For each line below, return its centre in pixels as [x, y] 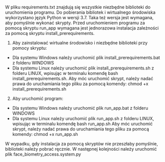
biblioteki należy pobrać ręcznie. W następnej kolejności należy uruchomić [81, 149]
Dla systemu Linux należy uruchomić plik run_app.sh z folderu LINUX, [83, 118]
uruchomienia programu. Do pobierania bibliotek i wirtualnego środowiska [80, 12]
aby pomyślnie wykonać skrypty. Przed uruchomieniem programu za [75, 23]
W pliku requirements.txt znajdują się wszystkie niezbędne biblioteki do [78, 7]
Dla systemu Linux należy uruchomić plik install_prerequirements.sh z [83, 68]
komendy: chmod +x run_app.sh [45, 134]
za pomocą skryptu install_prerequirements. [50, 33]
